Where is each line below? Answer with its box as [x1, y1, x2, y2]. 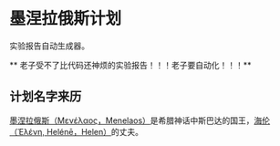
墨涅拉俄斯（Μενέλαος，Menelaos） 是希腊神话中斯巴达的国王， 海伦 [9, 115, 271, 126]
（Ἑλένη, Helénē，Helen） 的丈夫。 [9, 126, 144, 137]
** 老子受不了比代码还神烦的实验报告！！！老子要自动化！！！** [9, 59, 252, 70]
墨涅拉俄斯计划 [9, 8, 122, 29]
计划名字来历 [9, 89, 82, 105]
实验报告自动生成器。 [9, 40, 89, 51]
